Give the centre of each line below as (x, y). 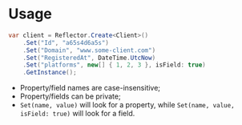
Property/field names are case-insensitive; (90, 88)
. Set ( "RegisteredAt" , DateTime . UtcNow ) (89, 58)
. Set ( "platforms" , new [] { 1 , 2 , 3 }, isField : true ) (115, 65)
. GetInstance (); (50, 73)
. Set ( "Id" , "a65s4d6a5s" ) (66, 42)
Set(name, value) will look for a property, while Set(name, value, (127, 105)
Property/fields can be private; (71, 96)
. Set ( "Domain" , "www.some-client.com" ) (89, 50)
